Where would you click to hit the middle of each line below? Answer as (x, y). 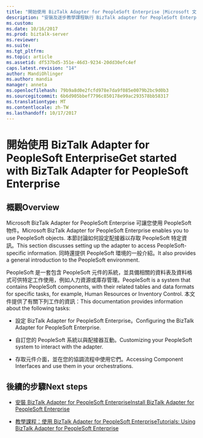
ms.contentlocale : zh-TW (37, 107)
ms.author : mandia (29, 79)
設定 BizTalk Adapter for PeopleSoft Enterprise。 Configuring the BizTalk (105, 321)
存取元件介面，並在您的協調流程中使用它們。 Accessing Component (99, 359)
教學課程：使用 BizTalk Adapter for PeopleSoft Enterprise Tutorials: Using (105, 422)
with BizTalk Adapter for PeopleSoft (98, 171)
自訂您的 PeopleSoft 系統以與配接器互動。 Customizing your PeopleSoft (103, 340)
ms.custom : (20, 23)
